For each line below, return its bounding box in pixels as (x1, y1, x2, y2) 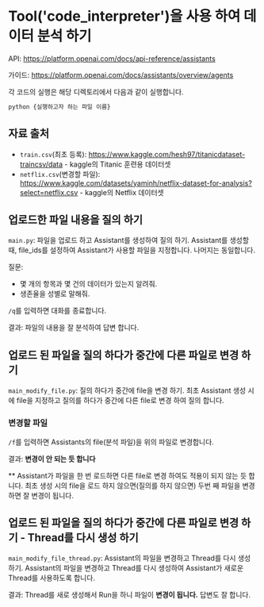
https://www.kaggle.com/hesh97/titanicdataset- (88, 149, 246, 159)
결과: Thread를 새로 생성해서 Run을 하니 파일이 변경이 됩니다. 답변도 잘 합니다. (8, 590, 251, 600)
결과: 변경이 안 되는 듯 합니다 (8, 454, 96, 463)
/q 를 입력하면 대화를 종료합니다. (8, 306, 107, 316)
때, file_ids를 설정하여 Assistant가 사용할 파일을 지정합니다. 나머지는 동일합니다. (8, 245, 256, 255)
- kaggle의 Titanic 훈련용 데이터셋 (64, 159, 171, 169)
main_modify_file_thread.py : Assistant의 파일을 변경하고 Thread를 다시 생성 (8, 553, 251, 563)
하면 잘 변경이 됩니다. (8, 490, 74, 500)
